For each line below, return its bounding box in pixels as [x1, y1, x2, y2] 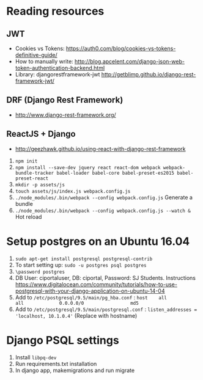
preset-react [15, 175, 49, 181]
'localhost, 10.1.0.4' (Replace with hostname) [15, 312, 138, 319]
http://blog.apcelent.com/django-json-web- [74, 58, 185, 65]
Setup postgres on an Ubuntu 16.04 [6, 234, 190, 248]
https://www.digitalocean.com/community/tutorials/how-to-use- [15, 280, 177, 288]
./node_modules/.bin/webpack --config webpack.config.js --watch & [15, 208, 191, 214]
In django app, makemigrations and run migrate [15, 367, 135, 374]
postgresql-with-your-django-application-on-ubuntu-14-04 [15, 287, 165, 294]
